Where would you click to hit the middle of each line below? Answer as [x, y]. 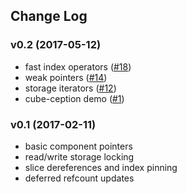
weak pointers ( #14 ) [66, 77]
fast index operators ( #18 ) [78, 66]
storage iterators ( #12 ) [70, 88]
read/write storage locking [79, 156]
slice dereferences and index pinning [101, 167]
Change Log [49, 16]
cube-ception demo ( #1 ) [74, 98]
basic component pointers [78, 146]
